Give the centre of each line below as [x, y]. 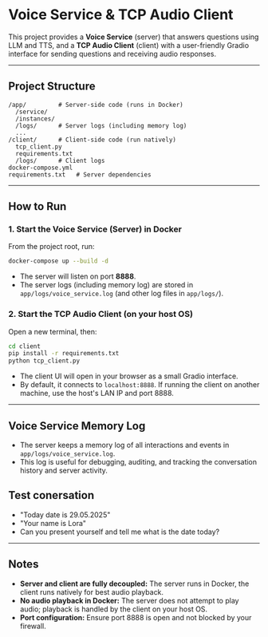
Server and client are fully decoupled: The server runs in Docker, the [134, 584]
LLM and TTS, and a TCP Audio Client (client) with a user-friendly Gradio [129, 45]
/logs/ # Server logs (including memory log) [101, 125]
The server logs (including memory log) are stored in [106, 285]
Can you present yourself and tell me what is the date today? [120, 532]
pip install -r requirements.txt [64, 354]
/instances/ [35, 119]
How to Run [37, 206]
